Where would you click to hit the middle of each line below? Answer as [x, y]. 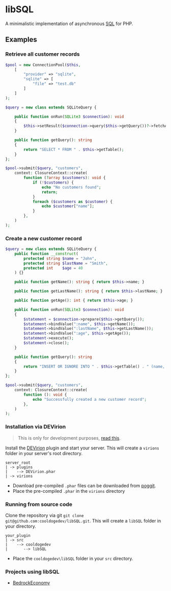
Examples [21, 40]
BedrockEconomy [31, 583]
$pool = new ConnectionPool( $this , [43, 65]
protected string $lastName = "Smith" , [66, 263]
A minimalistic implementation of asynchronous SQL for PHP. [69, 24]
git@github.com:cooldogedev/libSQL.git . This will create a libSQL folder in [83, 520]
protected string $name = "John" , [60, 258]
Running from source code [39, 504]
